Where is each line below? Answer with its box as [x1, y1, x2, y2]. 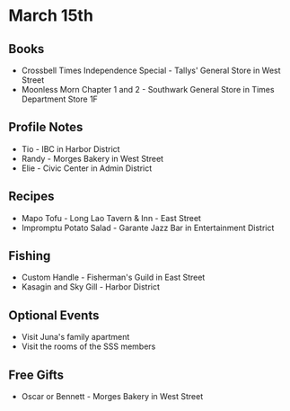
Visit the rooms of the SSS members [21, 341, 156, 352]
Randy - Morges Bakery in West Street [21, 153, 163, 164]
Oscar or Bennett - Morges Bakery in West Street [21, 391, 204, 402]
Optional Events [8, 308, 100, 323]
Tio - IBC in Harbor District [21, 143, 120, 154]
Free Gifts [8, 367, 65, 382]
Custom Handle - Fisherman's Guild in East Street [21, 272, 206, 283]
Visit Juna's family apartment [21, 332, 130, 343]
